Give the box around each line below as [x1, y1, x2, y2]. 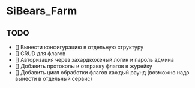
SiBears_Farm [6, 4, 77, 18]
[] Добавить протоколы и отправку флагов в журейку [14, 62, 153, 70]
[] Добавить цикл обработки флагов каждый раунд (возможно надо [14, 69, 190, 76]
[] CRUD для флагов [14, 50, 66, 57]
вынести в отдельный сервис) [14, 76, 92, 82]
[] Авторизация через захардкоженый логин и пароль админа [14, 56, 174, 63]
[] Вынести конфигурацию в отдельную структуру [14, 43, 144, 51]
